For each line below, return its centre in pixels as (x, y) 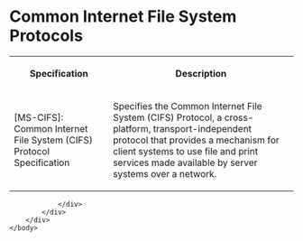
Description (201, 73)
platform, (132, 128)
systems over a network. (165, 173)
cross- (239, 117)
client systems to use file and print (185, 151)
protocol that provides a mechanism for (196, 140)
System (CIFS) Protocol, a (167, 117)
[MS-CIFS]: (39, 117)
